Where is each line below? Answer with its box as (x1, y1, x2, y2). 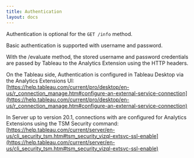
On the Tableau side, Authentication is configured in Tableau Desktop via (6, 71, 184, 78)
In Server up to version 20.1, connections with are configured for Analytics (6, 113, 187, 121)
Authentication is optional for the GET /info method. (6, 30, 133, 37)
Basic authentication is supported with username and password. (6, 42, 163, 49)
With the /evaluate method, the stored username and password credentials (6, 53, 189, 60)
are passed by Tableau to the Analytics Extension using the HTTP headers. (6, 60, 189, 67)
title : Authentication (6, 8, 62, 15)
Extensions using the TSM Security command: (6, 120, 119, 127)
